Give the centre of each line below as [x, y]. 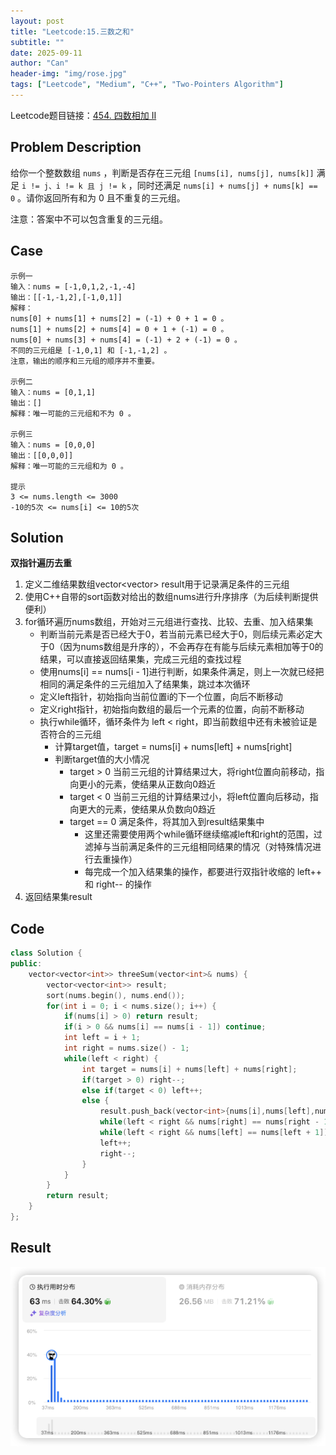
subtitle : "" [37, 42]
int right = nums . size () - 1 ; [126, 1048]
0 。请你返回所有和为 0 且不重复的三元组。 [98, 197]
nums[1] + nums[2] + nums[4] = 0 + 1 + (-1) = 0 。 [119, 329]
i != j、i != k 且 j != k [74, 186]
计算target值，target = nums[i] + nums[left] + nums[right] [173, 747]
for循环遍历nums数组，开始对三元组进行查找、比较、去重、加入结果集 [169, 622]
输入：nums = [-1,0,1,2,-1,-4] [73, 286]
